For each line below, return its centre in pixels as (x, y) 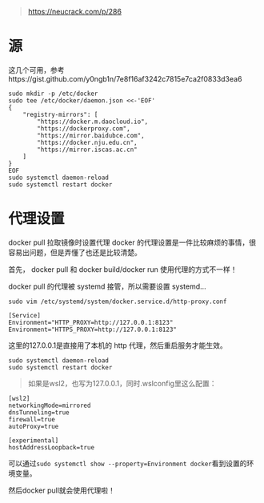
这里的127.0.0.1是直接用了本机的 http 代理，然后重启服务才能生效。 (118, 345)
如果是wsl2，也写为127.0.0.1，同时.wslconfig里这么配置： (122, 383)
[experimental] (34, 440)
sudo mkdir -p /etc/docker (53, 94)
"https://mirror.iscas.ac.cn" (87, 150)
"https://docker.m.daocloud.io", (93, 122)
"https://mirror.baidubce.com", (91, 135)
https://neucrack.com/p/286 (75, 12)
